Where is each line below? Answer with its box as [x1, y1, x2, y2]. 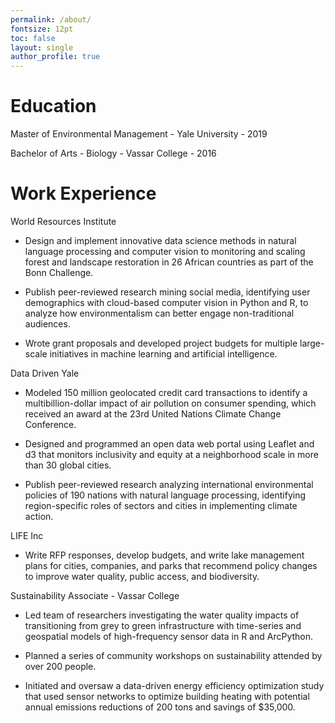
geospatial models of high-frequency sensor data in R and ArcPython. [24, 631, 314, 642]
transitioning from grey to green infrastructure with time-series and [24, 620, 302, 631]
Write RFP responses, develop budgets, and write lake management [24, 549, 305, 561]
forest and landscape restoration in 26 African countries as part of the [24, 256, 314, 268]
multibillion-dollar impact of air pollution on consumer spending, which [24, 397, 317, 409]
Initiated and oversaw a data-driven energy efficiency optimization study [24, 680, 325, 691]
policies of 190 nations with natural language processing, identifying [24, 489, 307, 501]
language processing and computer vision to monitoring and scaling [24, 246, 306, 257]
